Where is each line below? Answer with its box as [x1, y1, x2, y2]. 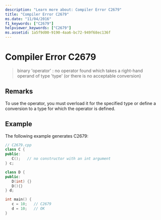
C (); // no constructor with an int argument [11, 156, 111, 161]
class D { [5, 170, 26, 175]
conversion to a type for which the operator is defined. [5, 106, 115, 111]
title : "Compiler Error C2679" [5, 12, 69, 17]
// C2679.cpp [5, 143, 32, 147]
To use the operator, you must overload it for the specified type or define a [5, 100, 156, 106]
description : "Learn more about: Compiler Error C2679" [5, 7, 122, 12]
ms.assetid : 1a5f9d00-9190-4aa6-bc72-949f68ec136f [5, 30, 111, 35]
